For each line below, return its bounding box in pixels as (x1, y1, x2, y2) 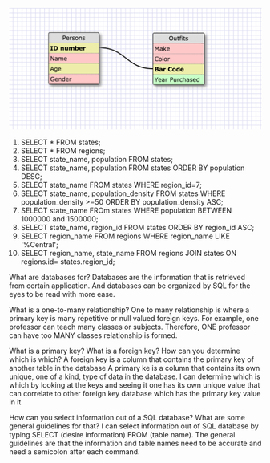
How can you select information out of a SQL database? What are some (9, 413, 245, 423)
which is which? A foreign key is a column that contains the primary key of (9, 355, 255, 364)
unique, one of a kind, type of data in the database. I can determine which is (9, 372, 261, 381)
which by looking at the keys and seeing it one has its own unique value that (9, 380, 260, 390)
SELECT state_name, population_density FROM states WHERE (20, 189, 226, 198)
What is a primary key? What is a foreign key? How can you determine (9, 346, 240, 356)
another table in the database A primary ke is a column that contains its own (9, 363, 260, 373)
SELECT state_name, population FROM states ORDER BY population (20, 163, 245, 173)
